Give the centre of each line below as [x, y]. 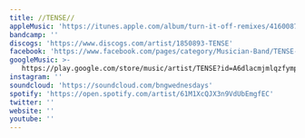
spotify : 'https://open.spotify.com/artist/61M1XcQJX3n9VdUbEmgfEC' [142, 94]
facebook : [28, 52]
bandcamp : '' [34, 34]
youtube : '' [32, 119]
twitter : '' [32, 102]
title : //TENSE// [42, 18]
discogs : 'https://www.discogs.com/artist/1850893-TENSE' [121, 43]
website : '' [32, 111]
